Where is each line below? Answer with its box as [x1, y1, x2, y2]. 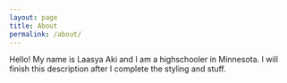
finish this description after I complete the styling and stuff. [9, 63, 226, 74]
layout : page [9, 12, 58, 22]
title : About [9, 21, 58, 30]
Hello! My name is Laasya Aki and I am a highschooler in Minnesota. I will [9, 54, 279, 65]
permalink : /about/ [9, 29, 82, 38]
